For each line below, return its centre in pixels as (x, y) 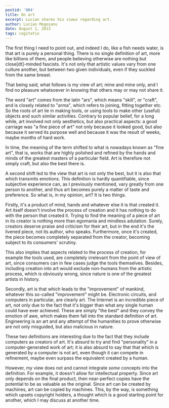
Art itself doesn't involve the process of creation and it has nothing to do (81, 210)
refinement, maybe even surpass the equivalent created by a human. (77, 358)
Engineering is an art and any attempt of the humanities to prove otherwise (83, 321)
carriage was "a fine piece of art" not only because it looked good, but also (83, 127)
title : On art (20, 15)
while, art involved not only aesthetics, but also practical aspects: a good (81, 121)
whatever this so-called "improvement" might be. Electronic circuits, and (81, 294)
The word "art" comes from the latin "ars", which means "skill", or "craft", (81, 100)
